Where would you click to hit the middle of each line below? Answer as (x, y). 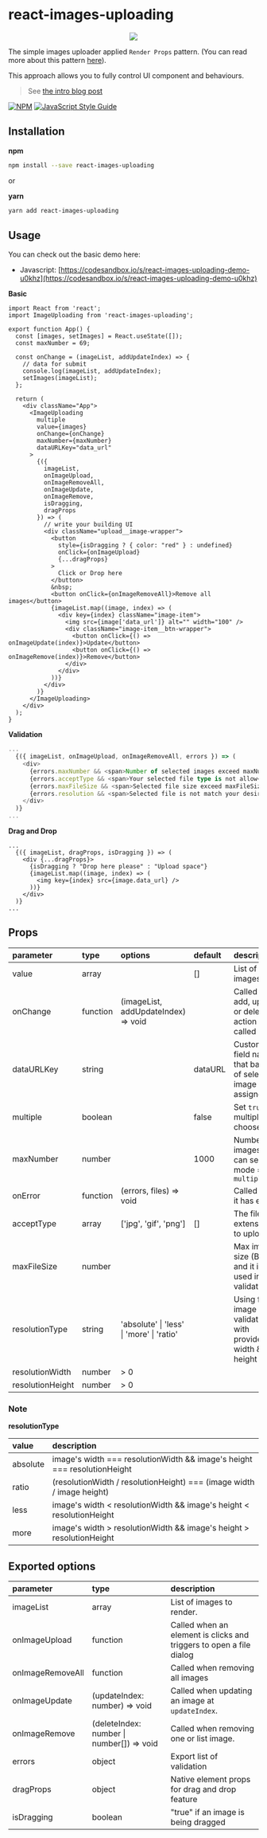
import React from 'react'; (55, 308)
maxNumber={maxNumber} (74, 441)
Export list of (194, 1756)
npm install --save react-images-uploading (81, 165)
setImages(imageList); (60, 378)
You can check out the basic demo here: (74, 255)
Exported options (52, 1566)
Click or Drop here (91, 574)
